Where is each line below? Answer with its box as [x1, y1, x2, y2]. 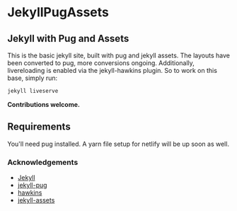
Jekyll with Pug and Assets [7, 33, 129, 45]
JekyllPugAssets [7, 4, 110, 21]
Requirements [7, 121, 71, 133]
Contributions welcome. [7, 100, 80, 108]
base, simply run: [7, 74, 58, 82]
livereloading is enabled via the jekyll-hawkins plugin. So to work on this [7, 67, 218, 74]
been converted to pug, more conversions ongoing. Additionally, [7, 59, 195, 67]
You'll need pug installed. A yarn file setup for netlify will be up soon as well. [7, 139, 230, 148]
